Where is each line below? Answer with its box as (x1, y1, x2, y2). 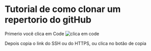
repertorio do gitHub (4, 14, 91, 25)
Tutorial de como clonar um (4, 3, 121, 15)
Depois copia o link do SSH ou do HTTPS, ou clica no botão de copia (4, 40, 146, 46)
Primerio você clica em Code (4, 30, 64, 36)
